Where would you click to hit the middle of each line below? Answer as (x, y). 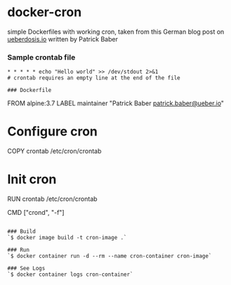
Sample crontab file (41, 57)
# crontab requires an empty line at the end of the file (94, 78)
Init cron (32, 179)
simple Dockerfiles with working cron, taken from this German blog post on (116, 32)
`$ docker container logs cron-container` (70, 274)
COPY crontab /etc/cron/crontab (54, 151)
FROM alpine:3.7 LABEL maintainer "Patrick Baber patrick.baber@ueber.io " (116, 103)
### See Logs (26, 269)
